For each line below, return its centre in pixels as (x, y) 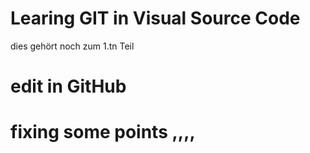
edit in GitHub (68, 86)
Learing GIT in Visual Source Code (155, 18)
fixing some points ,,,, (103, 132)
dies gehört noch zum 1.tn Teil (72, 46)
